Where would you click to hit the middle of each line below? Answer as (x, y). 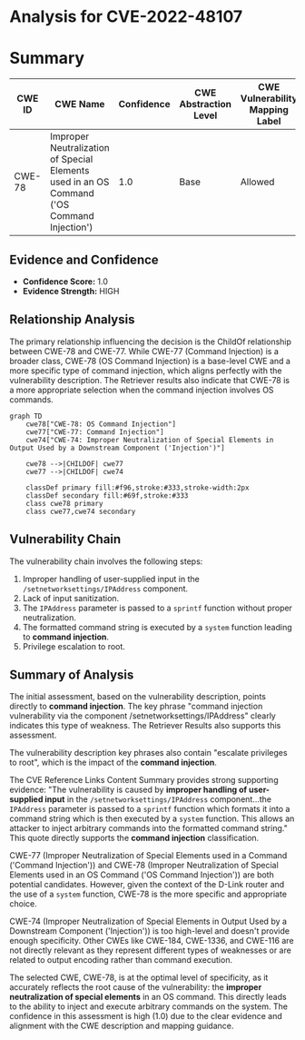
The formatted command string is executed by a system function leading (157, 627)
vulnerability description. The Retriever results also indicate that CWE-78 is (150, 380)
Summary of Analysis (72, 674)
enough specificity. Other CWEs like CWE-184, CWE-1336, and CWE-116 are (152, 941)
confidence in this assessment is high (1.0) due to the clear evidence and (146, 1016)
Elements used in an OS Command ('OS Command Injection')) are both (142, 875)
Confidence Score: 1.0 (65, 281)
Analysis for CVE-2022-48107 (126, 17)
